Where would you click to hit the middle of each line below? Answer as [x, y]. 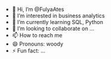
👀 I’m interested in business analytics [58, 16]
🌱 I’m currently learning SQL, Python [57, 22]
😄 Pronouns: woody [38, 44]
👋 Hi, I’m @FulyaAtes [38, 9]
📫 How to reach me [37, 35]
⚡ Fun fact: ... [29, 51]
